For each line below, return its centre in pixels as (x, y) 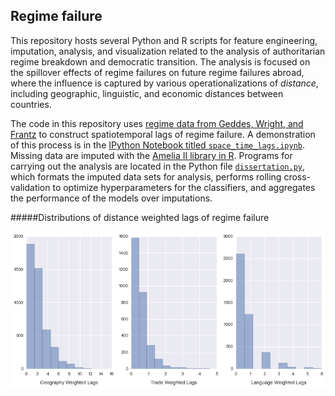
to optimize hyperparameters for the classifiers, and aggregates (184, 187)
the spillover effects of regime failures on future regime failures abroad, (157, 72)
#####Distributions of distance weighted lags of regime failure (140, 217)
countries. (31, 104)
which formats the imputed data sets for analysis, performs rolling (146, 176)
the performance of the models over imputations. (111, 198)
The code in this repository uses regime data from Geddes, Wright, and (157, 123)
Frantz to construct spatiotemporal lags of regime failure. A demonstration (163, 134)
